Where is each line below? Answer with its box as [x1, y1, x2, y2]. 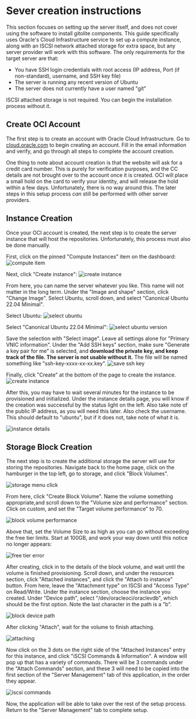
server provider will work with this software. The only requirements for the [6, 48, 185, 55]
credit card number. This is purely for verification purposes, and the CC [6, 165, 178, 172]
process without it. [6, 102, 51, 109]
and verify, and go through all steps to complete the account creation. [6, 147, 174, 154]
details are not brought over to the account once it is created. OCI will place [6, 172, 188, 179]
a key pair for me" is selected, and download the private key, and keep [6, 347, 178, 354]
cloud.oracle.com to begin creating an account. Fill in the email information [6, 141, 187, 148]
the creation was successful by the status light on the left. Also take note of [6, 401, 188, 408]
